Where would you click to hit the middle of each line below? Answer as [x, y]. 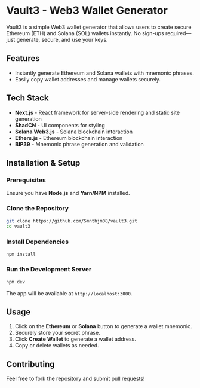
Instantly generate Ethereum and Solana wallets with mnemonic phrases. [104, 73]
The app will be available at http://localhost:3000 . [69, 293]
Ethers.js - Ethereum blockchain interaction [69, 138]
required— [178, 33]
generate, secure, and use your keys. [62, 39]
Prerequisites [26, 180]
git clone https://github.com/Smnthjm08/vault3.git [72, 221]
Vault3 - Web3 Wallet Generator [87, 10]
